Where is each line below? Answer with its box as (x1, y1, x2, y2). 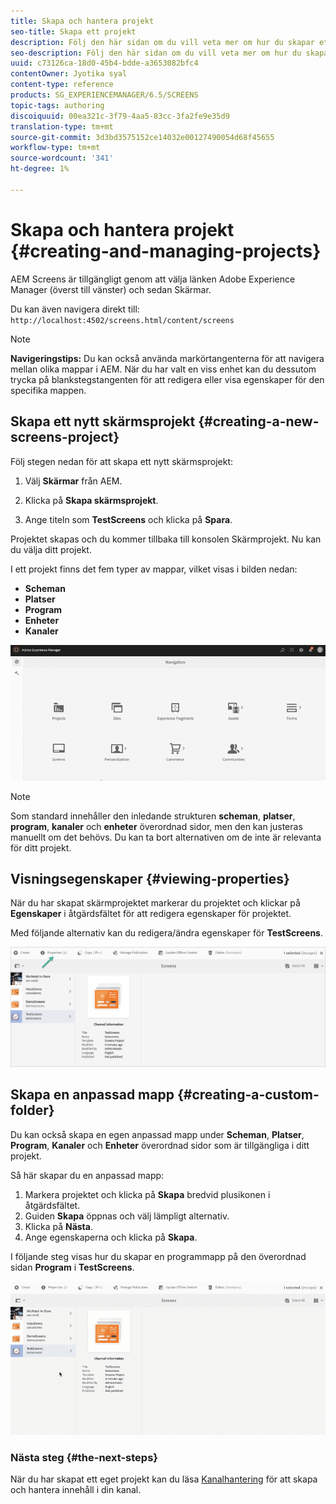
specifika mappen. (10, 384, 87, 396)
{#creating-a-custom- (176, 1086, 320, 1104)
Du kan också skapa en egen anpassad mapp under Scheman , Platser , (10, 1128, 305, 1140)
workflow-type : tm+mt (10, 143, 101, 153)
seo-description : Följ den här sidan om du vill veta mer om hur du (10, 48, 302, 58)
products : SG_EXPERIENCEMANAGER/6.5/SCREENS (10, 90, 199, 100)
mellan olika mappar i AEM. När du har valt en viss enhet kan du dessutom (10, 363, 317, 375)
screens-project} (10, 429, 120, 446)
